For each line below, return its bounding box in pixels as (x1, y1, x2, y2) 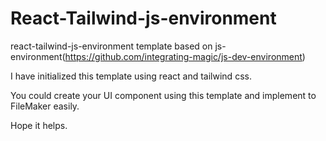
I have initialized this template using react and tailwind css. (10, 70, 252, 82)
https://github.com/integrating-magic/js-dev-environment (64, 50, 303, 62)
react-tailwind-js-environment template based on (10, 40, 213, 52)
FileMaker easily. (10, 100, 80, 112)
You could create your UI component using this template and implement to (10, 89, 317, 101)
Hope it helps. (10, 119, 68, 131)
